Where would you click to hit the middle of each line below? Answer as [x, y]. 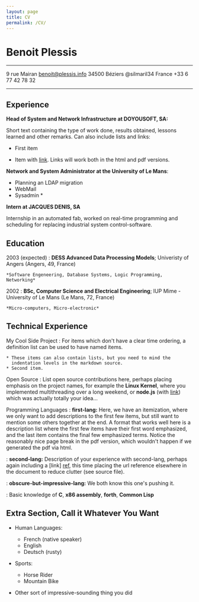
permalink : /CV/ [26, 23]
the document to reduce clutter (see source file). [65, 471]
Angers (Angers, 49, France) [41, 264]
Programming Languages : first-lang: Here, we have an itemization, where [97, 410]
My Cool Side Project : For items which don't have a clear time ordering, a [96, 340]
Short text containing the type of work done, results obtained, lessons [91, 131]
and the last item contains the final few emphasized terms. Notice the [91, 435]
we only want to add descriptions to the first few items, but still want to [93, 416]
